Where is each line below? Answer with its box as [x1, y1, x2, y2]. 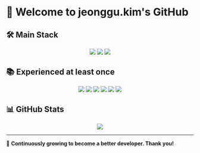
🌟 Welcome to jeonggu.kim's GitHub [6, 5, 189, 19]
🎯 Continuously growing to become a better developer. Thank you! [6, 139, 174, 147]
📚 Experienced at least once [6, 67, 115, 77]
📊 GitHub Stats [6, 104, 64, 114]
